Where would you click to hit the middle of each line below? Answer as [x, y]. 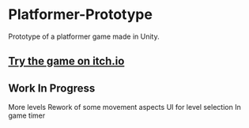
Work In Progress [52, 88]
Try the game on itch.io [66, 61]
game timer [27, 115]
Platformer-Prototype [80, 15]
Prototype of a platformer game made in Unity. [84, 36]
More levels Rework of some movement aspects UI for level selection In [124, 107]
